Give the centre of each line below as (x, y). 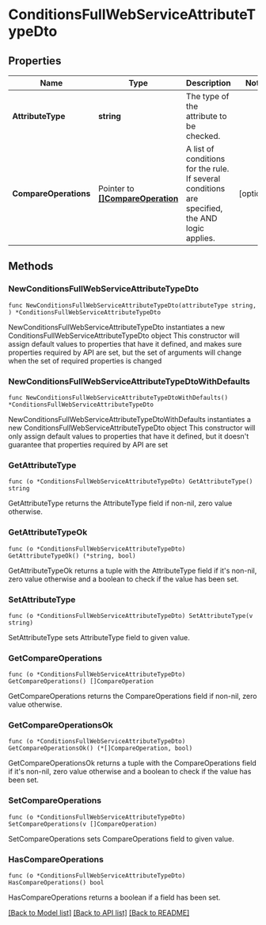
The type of (207, 96)
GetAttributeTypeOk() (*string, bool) (72, 556)
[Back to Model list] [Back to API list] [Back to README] (99, 913)
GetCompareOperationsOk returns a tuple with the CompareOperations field (133, 763)
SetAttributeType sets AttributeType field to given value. (99, 637)
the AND (201, 218)
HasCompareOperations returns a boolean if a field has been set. (114, 897)
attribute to (206, 116)
